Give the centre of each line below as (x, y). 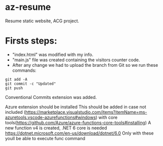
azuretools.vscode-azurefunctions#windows (50, 117)
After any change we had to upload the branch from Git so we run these (85, 65)
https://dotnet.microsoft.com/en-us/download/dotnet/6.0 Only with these (80, 133)
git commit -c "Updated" (31, 84)
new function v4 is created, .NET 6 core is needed (56, 128)
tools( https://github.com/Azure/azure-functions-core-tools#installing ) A (78, 122)
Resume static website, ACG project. (42, 21)
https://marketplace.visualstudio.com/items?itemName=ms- (86, 112)
